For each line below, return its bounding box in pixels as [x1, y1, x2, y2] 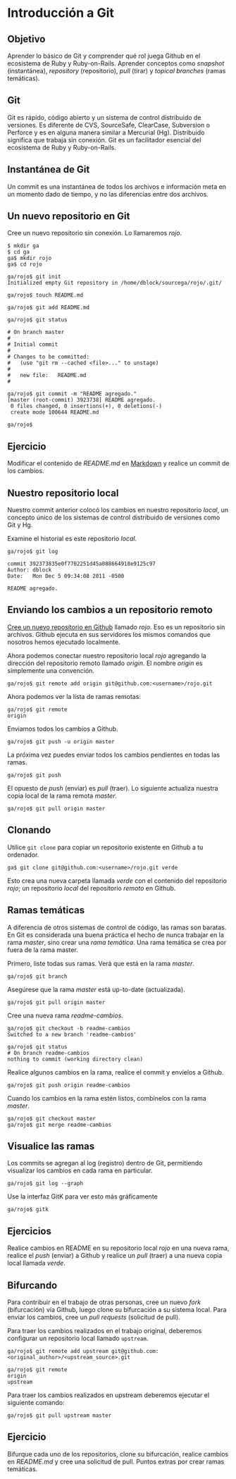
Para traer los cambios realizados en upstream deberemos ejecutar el [7, 1390, 210, 1399]
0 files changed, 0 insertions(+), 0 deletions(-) [10, 403, 162, 410]
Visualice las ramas [7, 1140, 95, 1152]
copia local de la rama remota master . [7, 791, 118, 800]
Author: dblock [7, 567, 52, 574]
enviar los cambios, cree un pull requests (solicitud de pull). [7, 1313, 181, 1321]
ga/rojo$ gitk [7, 1206, 49, 1213]
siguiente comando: [7, 1398, 65, 1406]
